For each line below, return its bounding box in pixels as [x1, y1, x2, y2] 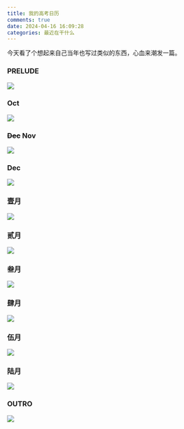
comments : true [7, 16, 51, 23]
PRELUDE [7, 66, 40, 76]
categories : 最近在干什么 [7, 29, 75, 36]
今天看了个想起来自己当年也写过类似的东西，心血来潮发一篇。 [7, 49, 181, 57]
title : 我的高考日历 [7, 10, 60, 17]
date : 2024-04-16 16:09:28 [7, 23, 84, 29]
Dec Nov [7, 131, 36, 140]
